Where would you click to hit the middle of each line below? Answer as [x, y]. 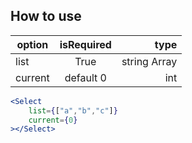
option [32, 44]
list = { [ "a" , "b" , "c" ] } [73, 110]
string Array [149, 61]
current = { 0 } [53, 120]
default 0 [85, 77]
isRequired [85, 44]
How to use [46, 16]
